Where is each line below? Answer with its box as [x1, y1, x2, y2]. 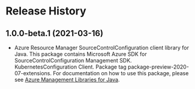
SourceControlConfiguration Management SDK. [14, 57, 133, 64]
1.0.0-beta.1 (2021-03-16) [5, 28, 103, 38]
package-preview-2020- [127, 63, 190, 70]
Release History [5, 4, 86, 18]
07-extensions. [14, 70, 52, 76]
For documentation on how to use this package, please [53, 70, 189, 76]
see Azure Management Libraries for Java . [14, 76, 120, 83]
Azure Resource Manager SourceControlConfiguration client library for [14, 44, 190, 51]
